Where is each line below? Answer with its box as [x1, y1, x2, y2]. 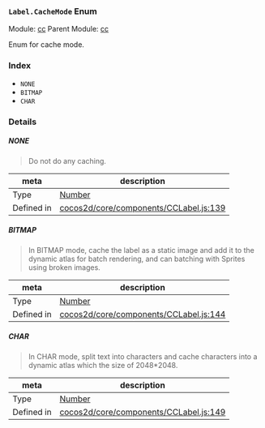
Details [8, 116, 37, 127]
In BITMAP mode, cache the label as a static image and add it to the [28, 246, 255, 255]
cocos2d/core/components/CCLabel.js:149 [59, 407, 226, 418]
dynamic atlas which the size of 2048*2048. [28, 361, 178, 370]
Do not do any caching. [28, 156, 107, 166]
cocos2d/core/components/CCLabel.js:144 [59, 309, 226, 320]
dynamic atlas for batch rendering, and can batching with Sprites [28, 254, 246, 264]
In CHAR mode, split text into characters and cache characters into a [28, 352, 258, 362]
